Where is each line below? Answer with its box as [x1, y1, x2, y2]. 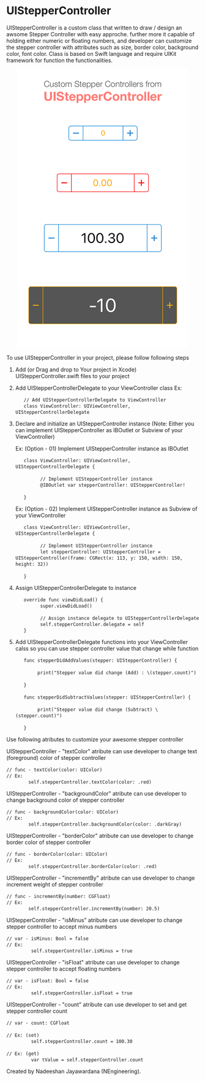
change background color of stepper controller [6, 796, 125, 804]
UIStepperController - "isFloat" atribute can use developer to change [6, 958, 180, 966]
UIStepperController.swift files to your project [15, 372, 130, 379]
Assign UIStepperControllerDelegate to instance [15, 584, 136, 591]
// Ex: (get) [6, 1050, 40, 1056]
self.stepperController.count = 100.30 [31, 1038, 133, 1044]
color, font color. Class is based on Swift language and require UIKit [6, 50, 177, 57]
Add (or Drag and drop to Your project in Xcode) [15, 366, 136, 373]
